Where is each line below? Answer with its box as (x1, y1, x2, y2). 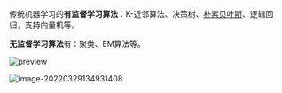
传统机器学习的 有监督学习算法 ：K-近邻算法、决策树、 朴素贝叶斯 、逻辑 (9, 9, 266, 19)
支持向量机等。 (24, 19, 80, 30)
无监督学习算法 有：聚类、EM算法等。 (9, 39, 146, 49)
